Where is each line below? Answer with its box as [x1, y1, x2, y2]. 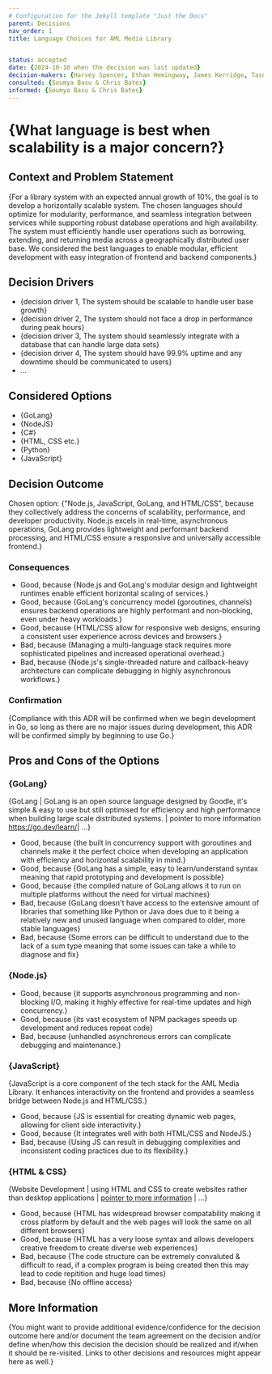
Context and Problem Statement [8, 171, 174, 184]
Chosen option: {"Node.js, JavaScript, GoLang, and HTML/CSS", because [8, 498, 254, 508]
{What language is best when [8, 121, 210, 139]
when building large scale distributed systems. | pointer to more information [8, 814, 261, 824]
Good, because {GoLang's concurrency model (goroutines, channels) [19, 597, 253, 607]
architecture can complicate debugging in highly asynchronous [19, 666, 232, 676]
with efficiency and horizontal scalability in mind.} [19, 855, 186, 865]
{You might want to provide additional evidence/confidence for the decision [8, 1322, 261, 1332]
